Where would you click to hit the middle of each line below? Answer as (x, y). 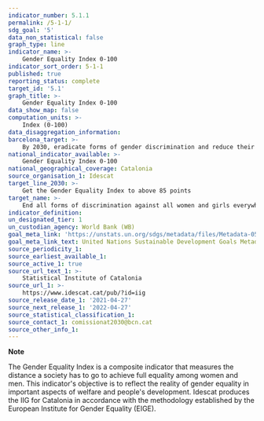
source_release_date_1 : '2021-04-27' (70, 300)
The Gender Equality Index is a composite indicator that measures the (121, 367)
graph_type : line (37, 45)
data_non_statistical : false (56, 37)
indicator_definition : (45, 213)
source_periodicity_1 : (45, 249)
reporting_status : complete (54, 81)
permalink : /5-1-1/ (40, 23)
